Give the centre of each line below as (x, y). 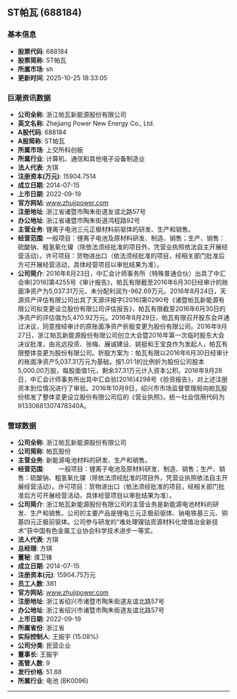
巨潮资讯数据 (29, 97)
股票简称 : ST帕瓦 (42, 60)
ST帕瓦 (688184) (45, 13)
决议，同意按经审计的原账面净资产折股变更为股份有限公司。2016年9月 (126, 326)
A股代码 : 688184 (42, 132)
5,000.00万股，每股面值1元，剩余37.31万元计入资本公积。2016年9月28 (120, 370)
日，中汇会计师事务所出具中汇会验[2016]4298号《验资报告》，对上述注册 (122, 379)
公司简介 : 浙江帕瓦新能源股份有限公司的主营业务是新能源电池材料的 (115, 504)
